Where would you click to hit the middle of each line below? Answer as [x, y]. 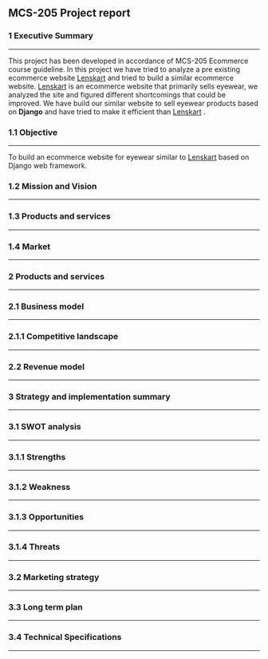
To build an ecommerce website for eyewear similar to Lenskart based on [129, 157]
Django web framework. [48, 165]
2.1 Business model [46, 306]
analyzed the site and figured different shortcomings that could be [117, 94]
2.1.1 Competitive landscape [63, 337]
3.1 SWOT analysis [45, 427]
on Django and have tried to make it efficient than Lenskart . [107, 112]
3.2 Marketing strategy [54, 577]
